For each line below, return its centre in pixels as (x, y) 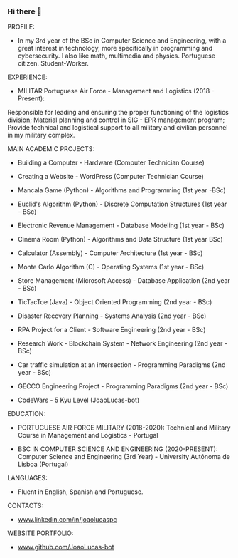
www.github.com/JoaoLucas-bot (66, 547)
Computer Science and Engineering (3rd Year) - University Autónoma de (124, 457)
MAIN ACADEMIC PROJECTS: (51, 149)
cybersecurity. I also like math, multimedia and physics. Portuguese (116, 56)
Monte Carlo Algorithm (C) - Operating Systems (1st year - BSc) (111, 267)
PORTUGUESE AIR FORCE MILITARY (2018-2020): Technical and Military (124, 428)
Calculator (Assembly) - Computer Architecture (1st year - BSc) (110, 253)
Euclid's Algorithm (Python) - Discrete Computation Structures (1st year (122, 204)
